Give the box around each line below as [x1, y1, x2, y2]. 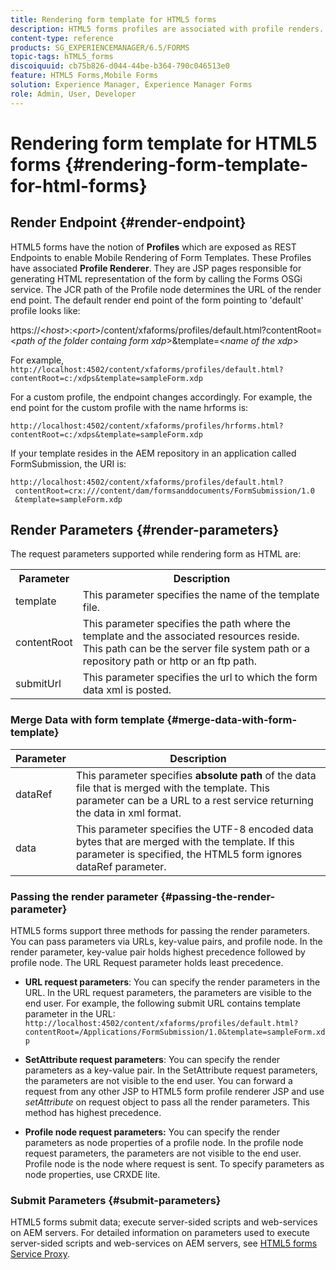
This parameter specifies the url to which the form [82, 671, 318, 685]
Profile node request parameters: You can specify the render [24, 1126, 280, 1138]
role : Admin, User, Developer [10, 89, 137, 99]
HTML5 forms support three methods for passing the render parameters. [10, 925, 311, 937]
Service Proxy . [10, 1248, 70, 1260]
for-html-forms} [10, 174, 148, 197]
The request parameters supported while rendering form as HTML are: [10, 548, 302, 560]
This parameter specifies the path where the [82, 617, 292, 631]
